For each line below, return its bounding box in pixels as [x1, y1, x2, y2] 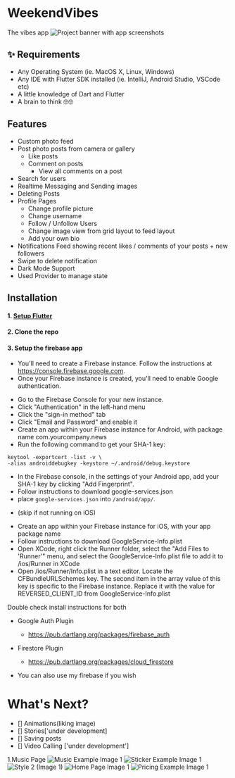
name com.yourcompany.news [17, 433, 107, 441]
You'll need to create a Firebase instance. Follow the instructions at [17, 359, 212, 368]
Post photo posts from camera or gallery [17, 144, 135, 153]
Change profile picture [27, 204, 94, 213]
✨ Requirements [7, 49, 80, 61]
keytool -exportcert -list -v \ [7, 454, 102, 461]
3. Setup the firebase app [7, 344, 83, 352]
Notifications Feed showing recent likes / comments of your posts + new [17, 241, 229, 250]
